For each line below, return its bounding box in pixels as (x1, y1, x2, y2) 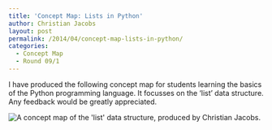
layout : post (8, 27, 53, 35)
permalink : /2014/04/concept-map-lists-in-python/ (8, 34, 183, 43)
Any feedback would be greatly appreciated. (8, 97, 158, 106)
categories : (8, 42, 49, 50)
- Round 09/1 (15, 58, 60, 66)
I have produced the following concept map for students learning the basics (8, 79, 262, 89)
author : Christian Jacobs (8, 19, 96, 28)
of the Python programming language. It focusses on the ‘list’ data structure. (8, 88, 264, 97)
